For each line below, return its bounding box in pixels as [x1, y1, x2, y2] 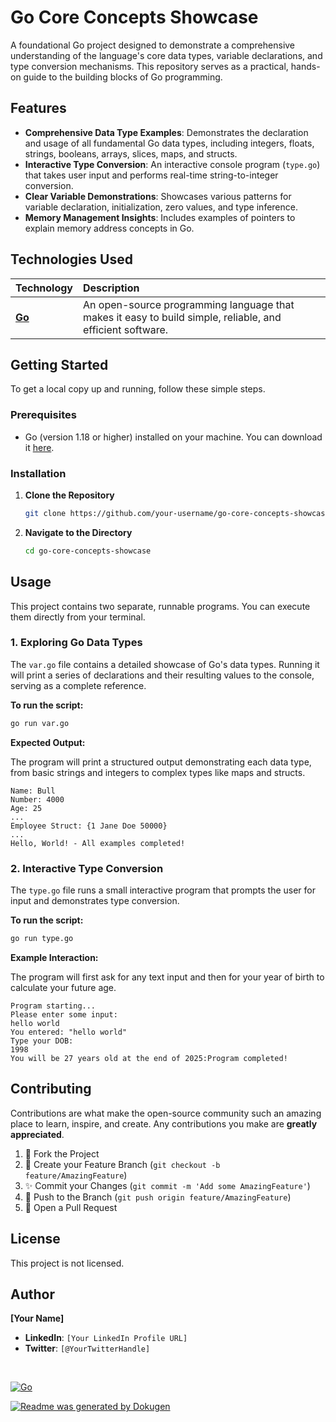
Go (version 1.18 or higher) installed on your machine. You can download [24, 431, 323, 443]
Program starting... [10, 1001, 97, 1011]
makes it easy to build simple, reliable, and [83, 310, 282, 324]
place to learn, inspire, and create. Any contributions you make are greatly [10, 1117, 318, 1130]
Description [83, 281, 140, 295]
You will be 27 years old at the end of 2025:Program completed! [10, 1053, 288, 1063]
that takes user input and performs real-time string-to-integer [24, 169, 279, 181]
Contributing [10, 1081, 92, 1098]
